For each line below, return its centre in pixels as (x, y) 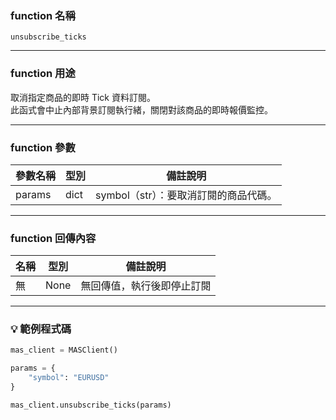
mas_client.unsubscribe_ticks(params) (91, 405)
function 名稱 (43, 15)
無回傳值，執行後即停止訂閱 (146, 286)
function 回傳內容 (53, 238)
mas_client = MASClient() (64, 350)
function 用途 (43, 74)
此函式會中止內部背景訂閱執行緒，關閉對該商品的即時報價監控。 (141, 109)
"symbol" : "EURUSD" (69, 378)
